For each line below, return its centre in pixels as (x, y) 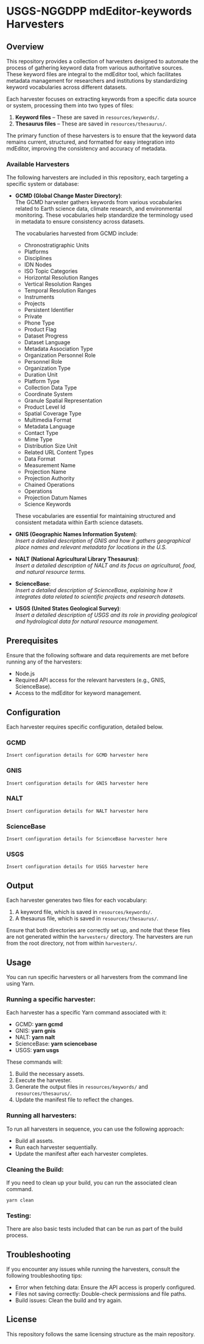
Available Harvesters (38, 164)
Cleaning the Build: (35, 1169)
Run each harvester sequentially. (56, 1147)
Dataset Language (47, 342)
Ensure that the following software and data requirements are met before (97, 656)
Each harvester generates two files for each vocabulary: (77, 900)
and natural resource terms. (50, 572)
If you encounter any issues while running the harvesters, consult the (93, 1269)
